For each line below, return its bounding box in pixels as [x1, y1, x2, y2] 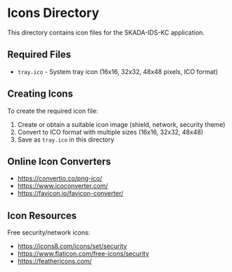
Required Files [7, 49, 72, 61]
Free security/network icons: [7, 228, 91, 237]
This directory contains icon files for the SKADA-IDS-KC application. [7, 28, 205, 37]
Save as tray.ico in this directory [17, 135, 115, 144]
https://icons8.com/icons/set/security [17, 242, 127, 251]
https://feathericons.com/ [17, 257, 92, 266]
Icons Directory [7, 5, 100, 21]
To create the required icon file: [7, 106, 98, 115]
